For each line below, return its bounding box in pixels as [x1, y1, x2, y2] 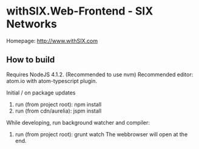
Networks [6, 17, 58, 31]
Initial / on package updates [6, 89, 76, 96]
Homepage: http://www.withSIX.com [6, 37, 98, 44]
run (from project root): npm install [15, 101, 102, 108]
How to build [6, 55, 55, 65]
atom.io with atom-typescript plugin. [6, 77, 98, 84]
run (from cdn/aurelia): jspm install [15, 107, 102, 114]
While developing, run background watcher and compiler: [6, 119, 150, 126]
